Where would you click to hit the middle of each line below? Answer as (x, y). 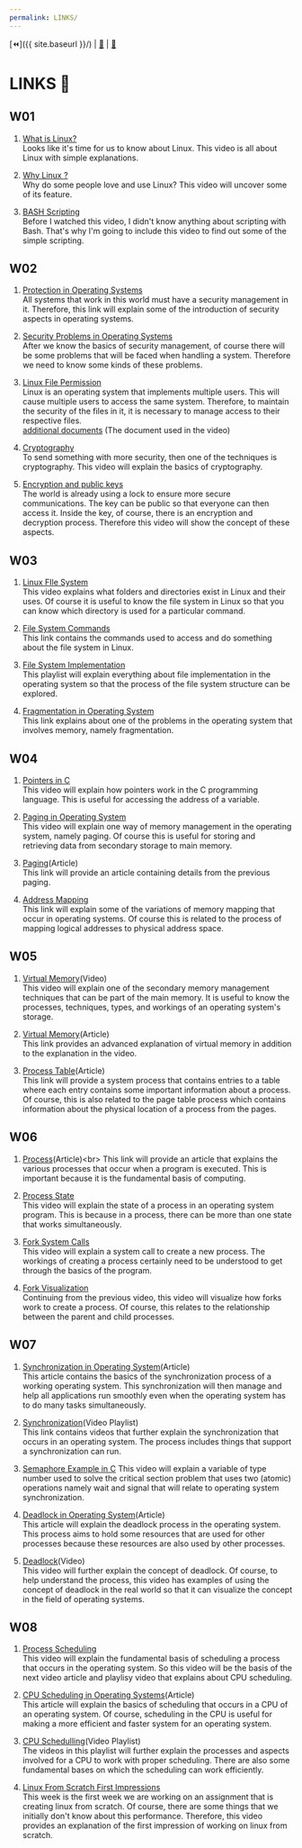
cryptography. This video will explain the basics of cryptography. (142, 467)
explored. (40, 693)
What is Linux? (49, 138)
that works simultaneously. (72, 1224)
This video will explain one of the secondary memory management (146, 988)
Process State (48, 1195)
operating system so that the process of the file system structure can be (156, 684)
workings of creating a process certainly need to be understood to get (152, 1261)
